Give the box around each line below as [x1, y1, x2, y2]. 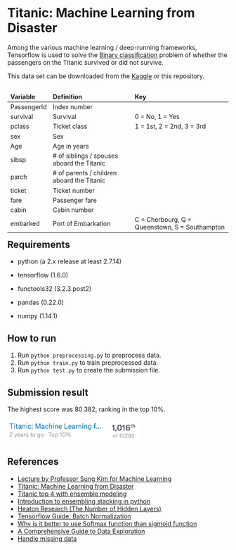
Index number [52, 102, 93, 111]
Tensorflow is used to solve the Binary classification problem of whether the [7, 51, 228, 59]
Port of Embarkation [52, 219, 111, 227]
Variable [10, 92, 36, 101]
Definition [52, 92, 83, 101]
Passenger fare [52, 196, 97, 204]
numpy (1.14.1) [17, 312, 58, 320]
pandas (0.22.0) [17, 298, 65, 307]
